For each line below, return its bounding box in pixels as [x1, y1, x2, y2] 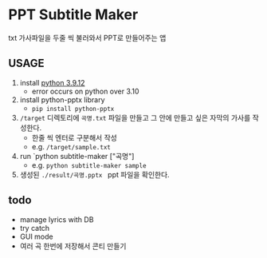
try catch [19, 223, 50, 232]
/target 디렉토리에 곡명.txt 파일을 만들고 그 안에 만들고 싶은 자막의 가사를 [19, 113, 251, 122]
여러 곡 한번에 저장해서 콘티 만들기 [19, 241, 127, 251]
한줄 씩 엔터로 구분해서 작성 [31, 133, 117, 142]
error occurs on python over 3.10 [31, 86, 139, 96]
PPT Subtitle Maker [8, 6, 139, 24]
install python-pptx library [19, 94, 105, 105]
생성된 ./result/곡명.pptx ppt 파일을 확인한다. [19, 169, 170, 179]
